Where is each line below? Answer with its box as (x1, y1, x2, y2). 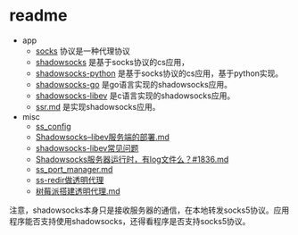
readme (9, 5, 68, 26)
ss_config (35, 121, 71, 131)
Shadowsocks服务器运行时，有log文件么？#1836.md (35, 154, 229, 164)
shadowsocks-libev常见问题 (35, 142, 139, 153)
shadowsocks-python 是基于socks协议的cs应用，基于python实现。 (35, 68, 284, 79)
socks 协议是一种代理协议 (35, 46, 131, 56)
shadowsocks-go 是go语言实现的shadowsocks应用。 (35, 79, 233, 89)
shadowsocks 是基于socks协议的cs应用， (35, 56, 190, 67)
